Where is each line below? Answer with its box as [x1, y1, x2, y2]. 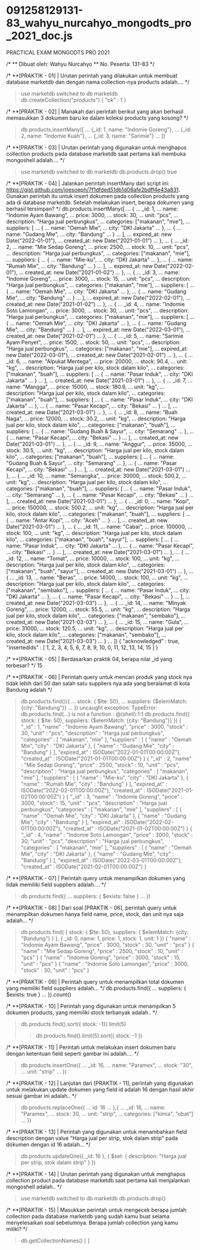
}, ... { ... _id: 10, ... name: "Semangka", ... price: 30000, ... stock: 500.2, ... [6, 472, 187, 479]
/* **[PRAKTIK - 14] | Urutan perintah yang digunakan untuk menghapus [6, 1170, 186, 1178]
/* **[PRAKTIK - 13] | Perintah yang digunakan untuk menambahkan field [6, 1128, 187, 1135]
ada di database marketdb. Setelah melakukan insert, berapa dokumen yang [6, 199, 194, 206]
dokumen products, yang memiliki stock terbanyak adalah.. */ [6, 1009, 158, 1016]
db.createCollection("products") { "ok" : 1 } [20, 96, 127, 104]
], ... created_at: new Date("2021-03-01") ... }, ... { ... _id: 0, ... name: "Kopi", [6, 497, 191, 504]
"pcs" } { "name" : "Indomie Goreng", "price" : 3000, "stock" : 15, [20, 954, 181, 961]
